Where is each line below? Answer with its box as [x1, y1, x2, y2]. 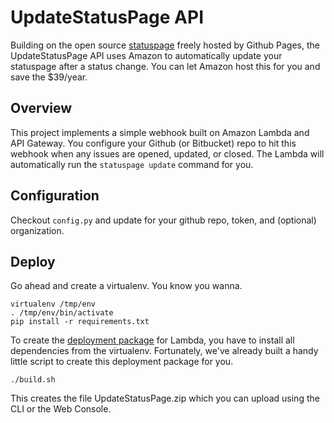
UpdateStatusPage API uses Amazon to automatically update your [10, 49, 283, 61]
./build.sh [10, 375, 56, 385]
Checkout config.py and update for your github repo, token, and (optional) [10, 214, 317, 226]
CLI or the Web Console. [10, 403, 112, 415]
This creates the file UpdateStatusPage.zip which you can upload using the [10, 392, 320, 405]
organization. [10, 224, 65, 236]
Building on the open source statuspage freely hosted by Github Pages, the [10, 39, 320, 51]
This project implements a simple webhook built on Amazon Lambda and [10, 126, 310, 138]
